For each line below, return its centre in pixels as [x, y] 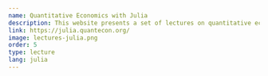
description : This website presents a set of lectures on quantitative [130, 23]
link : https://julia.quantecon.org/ [69, 30]
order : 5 [23, 45]
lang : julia [28, 60]
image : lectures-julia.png [53, 38]
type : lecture [32, 52]
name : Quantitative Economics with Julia [78, 15]
